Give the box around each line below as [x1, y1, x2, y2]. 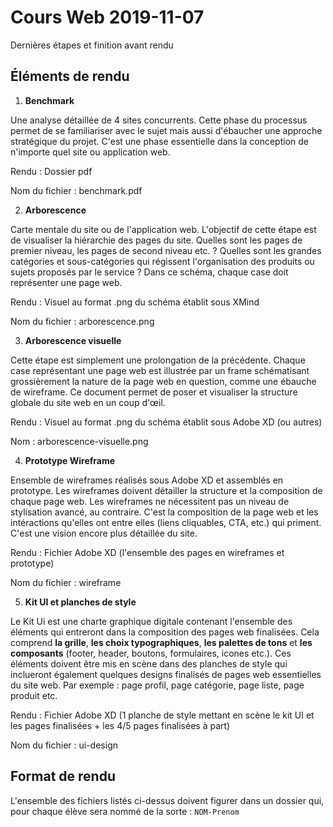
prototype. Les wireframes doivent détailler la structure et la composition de [10, 484, 323, 496]
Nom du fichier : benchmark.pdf [10, 184, 143, 196]
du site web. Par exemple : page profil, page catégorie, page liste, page [10, 679, 305, 691]
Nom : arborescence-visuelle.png [10, 435, 149, 447]
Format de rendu [10, 768, 116, 785]
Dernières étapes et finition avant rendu [10, 39, 174, 51]
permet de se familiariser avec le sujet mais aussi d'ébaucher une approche [10, 124, 323, 136]
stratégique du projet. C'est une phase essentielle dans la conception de [10, 135, 309, 147]
